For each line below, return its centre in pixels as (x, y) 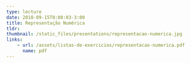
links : (15, 40)
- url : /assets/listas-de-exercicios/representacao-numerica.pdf (101, 46)
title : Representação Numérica (46, 23)
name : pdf (34, 51)
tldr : (13, 28)
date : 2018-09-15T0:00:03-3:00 (46, 17)
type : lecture (24, 12)
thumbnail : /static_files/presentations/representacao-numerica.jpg (94, 34)
